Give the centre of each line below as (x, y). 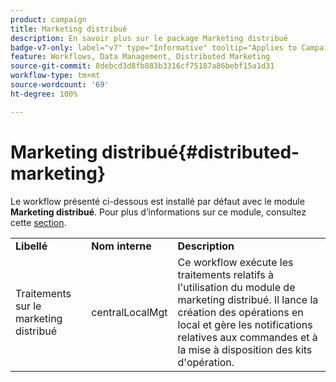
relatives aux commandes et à (247, 337)
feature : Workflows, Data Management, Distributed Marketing (140, 57)
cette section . (38, 222)
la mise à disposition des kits (245, 349)
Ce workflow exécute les (235, 262)
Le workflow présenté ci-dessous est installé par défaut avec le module (157, 201)
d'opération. (206, 362)
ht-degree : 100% (44, 94)
